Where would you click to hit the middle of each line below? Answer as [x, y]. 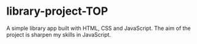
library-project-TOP [57, 11]
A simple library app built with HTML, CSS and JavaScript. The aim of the [98, 28]
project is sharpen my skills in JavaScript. [59, 34]
